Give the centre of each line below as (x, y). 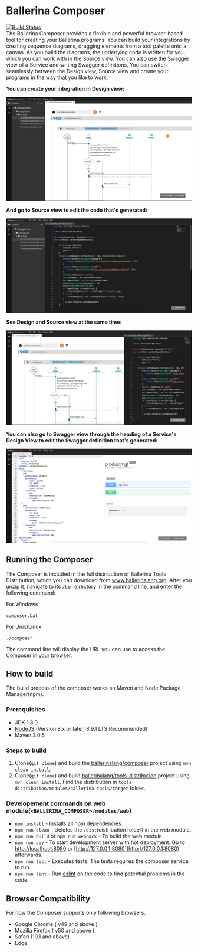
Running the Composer (49, 559)
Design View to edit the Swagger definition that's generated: (82, 440)
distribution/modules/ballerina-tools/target (71, 789)
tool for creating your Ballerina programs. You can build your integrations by (98, 40)
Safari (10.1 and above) (42, 937)
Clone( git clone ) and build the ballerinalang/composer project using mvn (103, 763)
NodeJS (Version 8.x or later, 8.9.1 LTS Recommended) (81, 728)
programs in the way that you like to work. (57, 77)
